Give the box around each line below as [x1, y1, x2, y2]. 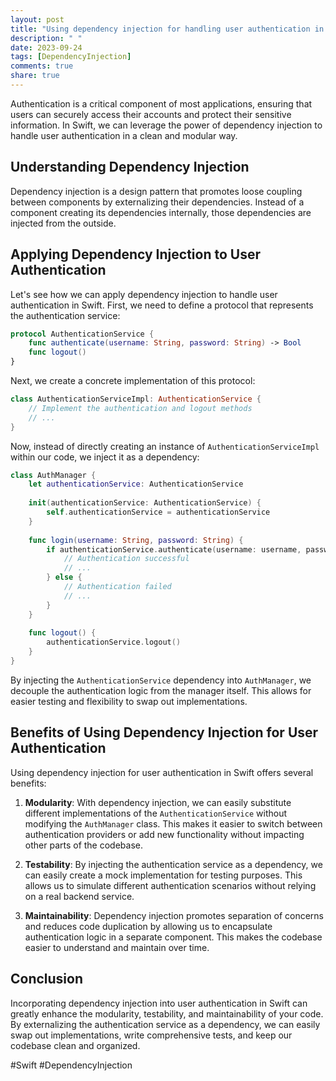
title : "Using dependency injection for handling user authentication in [10, 24, 325, 34]
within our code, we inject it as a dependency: [10, 451, 200, 463]
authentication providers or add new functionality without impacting [24, 828, 305, 840]
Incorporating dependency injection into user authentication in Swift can [10, 997, 308, 1009]
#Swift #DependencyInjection [10, 1059, 133, 1071]
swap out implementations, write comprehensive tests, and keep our [10, 1029, 293, 1041]
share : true [10, 71, 60, 81]
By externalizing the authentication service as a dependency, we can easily [10, 1018, 321, 1030]
